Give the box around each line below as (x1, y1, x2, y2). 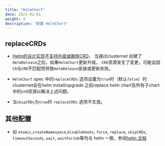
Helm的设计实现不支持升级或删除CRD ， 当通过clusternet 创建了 (12, 53, 142, 59)
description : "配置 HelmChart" (5, 21, 68, 26)
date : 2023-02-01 (5, 12, 41, 17)
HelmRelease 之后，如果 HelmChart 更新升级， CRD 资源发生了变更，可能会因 (12, 59, 161, 65)
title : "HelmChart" (5, 7, 46, 12)
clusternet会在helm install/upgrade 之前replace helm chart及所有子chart (12, 82, 160, 88)
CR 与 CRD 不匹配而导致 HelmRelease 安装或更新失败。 (12, 65, 113, 72)
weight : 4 (5, 16, 26, 21)
